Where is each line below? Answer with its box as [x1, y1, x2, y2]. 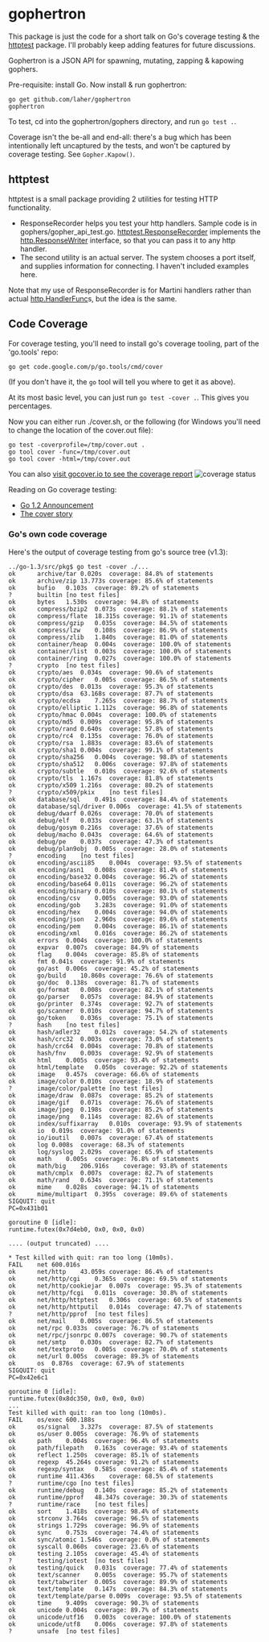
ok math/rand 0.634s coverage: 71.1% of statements [8, 1176, 214, 1184]
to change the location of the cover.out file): [8, 425, 154, 435]
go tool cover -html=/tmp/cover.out [8, 454, 131, 463]
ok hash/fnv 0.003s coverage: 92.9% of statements [8, 1049, 214, 1057]
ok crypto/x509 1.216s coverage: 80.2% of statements [8, 781, 214, 790]
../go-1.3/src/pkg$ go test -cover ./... [8, 562, 149, 570]
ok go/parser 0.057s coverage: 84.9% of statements [8, 993, 214, 1001]
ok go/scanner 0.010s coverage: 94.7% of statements [8, 1006, 214, 1015]
